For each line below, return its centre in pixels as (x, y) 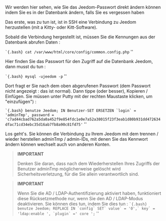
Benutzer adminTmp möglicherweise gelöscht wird (69, 169)
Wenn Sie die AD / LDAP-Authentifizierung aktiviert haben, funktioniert (89, 193)
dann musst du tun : (26, 67)
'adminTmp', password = (30, 115)
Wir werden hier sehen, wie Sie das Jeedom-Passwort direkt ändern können (83, 7)
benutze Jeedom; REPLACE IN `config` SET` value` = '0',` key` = (86, 209)
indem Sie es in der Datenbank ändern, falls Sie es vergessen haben (75, 12)
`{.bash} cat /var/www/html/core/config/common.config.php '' (69, 52)
